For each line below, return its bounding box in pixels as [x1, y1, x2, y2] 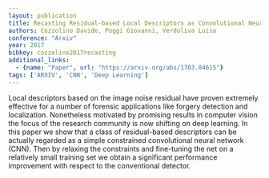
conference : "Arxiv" [8, 34, 78, 42]
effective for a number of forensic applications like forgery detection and [8, 101, 248, 111]
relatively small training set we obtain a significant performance [8, 152, 218, 162]
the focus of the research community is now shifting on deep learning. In [8, 118, 248, 128]
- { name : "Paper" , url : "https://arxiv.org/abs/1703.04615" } [15, 64, 224, 72]
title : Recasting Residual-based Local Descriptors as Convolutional [8, 19, 246, 27]
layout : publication [8, 11, 78, 20]
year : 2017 [8, 42, 45, 49]
